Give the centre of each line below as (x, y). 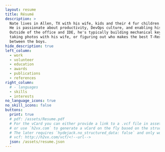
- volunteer (22, 60)
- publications (25, 74)
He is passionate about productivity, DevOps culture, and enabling (81, 28)
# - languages (24, 87)
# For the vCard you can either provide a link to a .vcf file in (79, 124)
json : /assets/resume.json (37, 142)
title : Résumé (20, 14)
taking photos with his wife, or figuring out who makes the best (79, 37)
